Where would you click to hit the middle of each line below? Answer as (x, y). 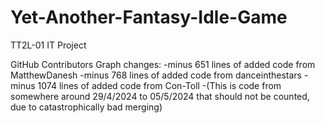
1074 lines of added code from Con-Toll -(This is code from (159, 85)
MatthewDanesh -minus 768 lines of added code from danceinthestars (156, 75)
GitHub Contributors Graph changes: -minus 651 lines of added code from (163, 64)
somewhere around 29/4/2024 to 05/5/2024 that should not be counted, (160, 96)
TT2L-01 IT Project (48, 45)
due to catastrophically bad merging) (86, 107)
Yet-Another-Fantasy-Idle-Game (149, 17)
